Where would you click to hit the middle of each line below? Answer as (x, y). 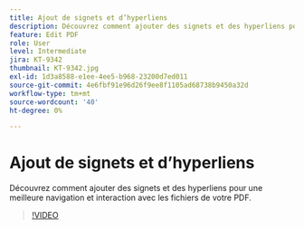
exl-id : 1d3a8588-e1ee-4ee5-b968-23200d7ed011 (99, 77)
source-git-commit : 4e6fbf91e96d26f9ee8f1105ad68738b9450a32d (129, 85)
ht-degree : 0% (36, 110)
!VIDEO (45, 215)
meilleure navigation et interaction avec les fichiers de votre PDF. (130, 198)
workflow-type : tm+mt (50, 93)
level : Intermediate (48, 52)
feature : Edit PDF (44, 34)
